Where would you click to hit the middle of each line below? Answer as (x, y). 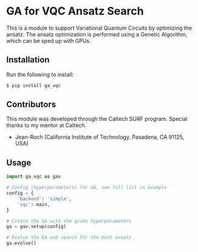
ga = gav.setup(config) (36, 227)
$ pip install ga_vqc (34, 85)
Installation (28, 60)
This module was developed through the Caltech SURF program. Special (97, 119)
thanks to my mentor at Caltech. (46, 125)
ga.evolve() (21, 244)
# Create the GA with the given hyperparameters (69, 221)
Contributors (31, 104)
